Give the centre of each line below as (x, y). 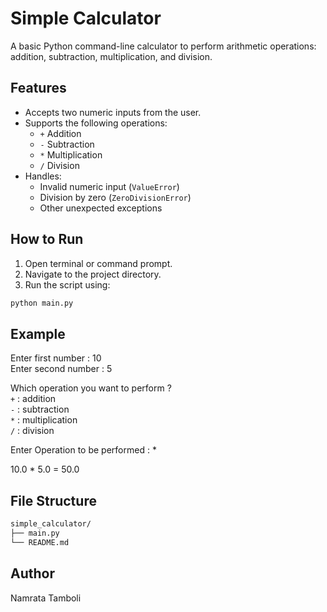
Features (38, 88)
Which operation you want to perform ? (91, 388)
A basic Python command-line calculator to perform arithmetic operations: (163, 46)
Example (38, 333)
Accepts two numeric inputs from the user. (113, 112)
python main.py (42, 303)
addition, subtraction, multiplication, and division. (111, 56)
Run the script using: (67, 284)
